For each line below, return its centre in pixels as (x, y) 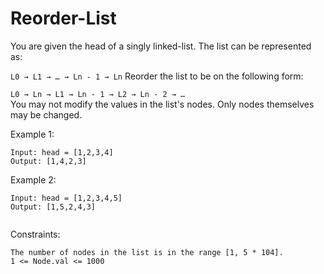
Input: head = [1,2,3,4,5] (66, 198)
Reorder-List (63, 18)
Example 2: (33, 179)
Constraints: (35, 234)
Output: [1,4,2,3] (48, 161)
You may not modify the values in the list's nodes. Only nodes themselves (162, 104)
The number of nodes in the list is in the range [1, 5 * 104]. (147, 252)
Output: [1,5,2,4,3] (53, 207)
